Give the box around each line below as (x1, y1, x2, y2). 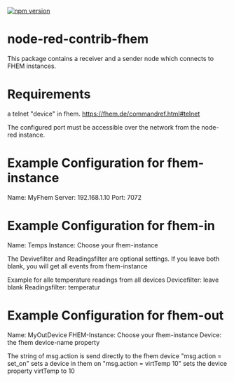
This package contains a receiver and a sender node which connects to (7, 54, 214, 62)
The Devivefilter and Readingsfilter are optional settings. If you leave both (7, 254, 220, 263)
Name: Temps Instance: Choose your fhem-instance (7, 240, 158, 249)
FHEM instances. (7, 62, 57, 70)
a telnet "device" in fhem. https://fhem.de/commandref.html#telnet (7, 109, 200, 118)
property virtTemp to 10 (7, 367, 75, 375)
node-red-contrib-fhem (7, 32, 149, 47)
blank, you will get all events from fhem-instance (7, 261, 149, 270)
